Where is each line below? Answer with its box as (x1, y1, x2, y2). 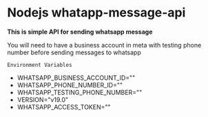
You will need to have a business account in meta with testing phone (7, 41, 202, 49)
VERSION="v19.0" (17, 95, 69, 104)
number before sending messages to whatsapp (7, 48, 141, 56)
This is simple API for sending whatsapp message (7, 28, 153, 36)
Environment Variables (7, 61, 72, 68)
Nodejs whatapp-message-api (7, 5, 186, 21)
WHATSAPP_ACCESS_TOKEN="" (17, 103, 112, 111)
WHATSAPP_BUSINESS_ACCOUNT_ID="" (17, 74, 136, 82)
